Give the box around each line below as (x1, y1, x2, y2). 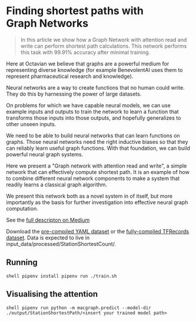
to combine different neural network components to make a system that (6, 175, 180, 182)
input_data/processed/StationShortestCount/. (6, 240, 117, 247)
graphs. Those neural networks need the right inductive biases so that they (6, 138, 188, 145)
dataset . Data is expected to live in (6, 234, 90, 241)
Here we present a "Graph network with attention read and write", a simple (6, 162, 187, 169)
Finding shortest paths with (6, 4, 144, 18)
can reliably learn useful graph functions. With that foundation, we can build (6, 144, 190, 152)
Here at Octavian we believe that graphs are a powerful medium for (6, 60, 170, 67)
